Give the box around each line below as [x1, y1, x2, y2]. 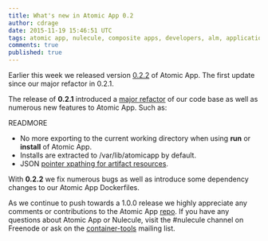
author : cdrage [8, 19, 59, 27]
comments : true [8, 41, 59, 49]
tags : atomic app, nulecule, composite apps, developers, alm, [8, 33, 223, 42]
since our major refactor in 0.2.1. [8, 79, 114, 88]
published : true [8, 49, 62, 56]
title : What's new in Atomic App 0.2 [8, 11, 134, 20]
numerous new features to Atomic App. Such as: [8, 103, 167, 112]
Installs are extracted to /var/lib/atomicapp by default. [19, 150, 197, 160]
